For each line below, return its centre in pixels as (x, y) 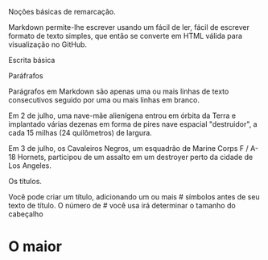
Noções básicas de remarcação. (62, 12)
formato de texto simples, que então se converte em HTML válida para (126, 36)
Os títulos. (25, 181)
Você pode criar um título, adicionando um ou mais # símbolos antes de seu (134, 197)
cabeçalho (26, 214)
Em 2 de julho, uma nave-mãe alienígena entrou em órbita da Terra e (122, 115)
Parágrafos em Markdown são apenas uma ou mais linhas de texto (119, 91)
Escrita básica (32, 60)
